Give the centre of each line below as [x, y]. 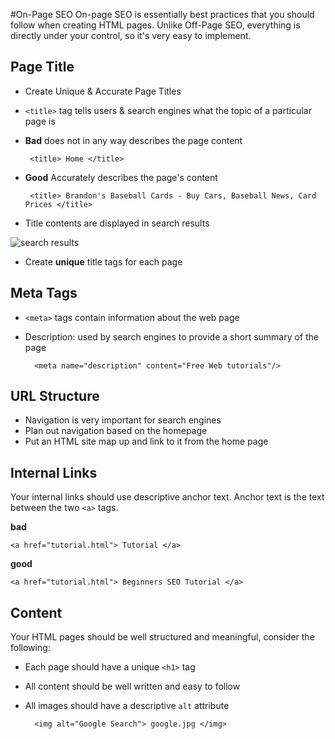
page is [40, 121]
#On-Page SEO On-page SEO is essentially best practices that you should [162, 14]
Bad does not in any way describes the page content [133, 140]
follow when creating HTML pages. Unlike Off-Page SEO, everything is [155, 25]
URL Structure [55, 396]
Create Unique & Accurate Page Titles [103, 91]
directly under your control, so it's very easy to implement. [131, 35]
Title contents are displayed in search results [117, 223]
